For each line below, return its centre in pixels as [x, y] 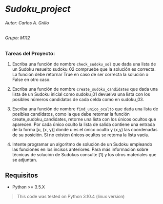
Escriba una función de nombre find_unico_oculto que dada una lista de [85, 109]
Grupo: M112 [18, 38]
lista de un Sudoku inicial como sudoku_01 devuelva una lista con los [81, 94]
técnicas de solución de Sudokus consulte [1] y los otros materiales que [84, 155]
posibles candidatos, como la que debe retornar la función [71, 114]
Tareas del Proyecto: [30, 53]
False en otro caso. [31, 80]
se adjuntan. [25, 160]
